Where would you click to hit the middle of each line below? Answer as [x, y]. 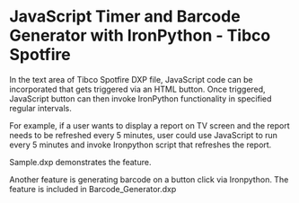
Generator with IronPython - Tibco [140, 35]
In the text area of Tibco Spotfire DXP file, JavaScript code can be [131, 79]
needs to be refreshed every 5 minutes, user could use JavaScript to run [144, 135]
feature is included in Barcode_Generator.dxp [93, 189]
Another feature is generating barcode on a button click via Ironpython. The [149, 179]
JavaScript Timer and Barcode [125, 17]
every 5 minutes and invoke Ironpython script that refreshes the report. [141, 145]
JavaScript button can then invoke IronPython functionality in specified [141, 98]
